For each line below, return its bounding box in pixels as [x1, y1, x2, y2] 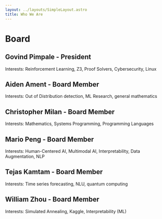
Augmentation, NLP [5, 153, 45, 159]
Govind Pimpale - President [5, 53, 91, 61]
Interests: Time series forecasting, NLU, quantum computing [5, 181, 128, 187]
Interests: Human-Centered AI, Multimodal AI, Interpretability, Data [5, 148, 140, 154]
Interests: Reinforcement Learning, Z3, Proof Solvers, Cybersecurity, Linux [5, 66, 157, 72]
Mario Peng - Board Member [5, 135, 94, 143]
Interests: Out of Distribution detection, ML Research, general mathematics [5, 93, 158, 99]
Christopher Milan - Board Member [5, 107, 115, 116]
